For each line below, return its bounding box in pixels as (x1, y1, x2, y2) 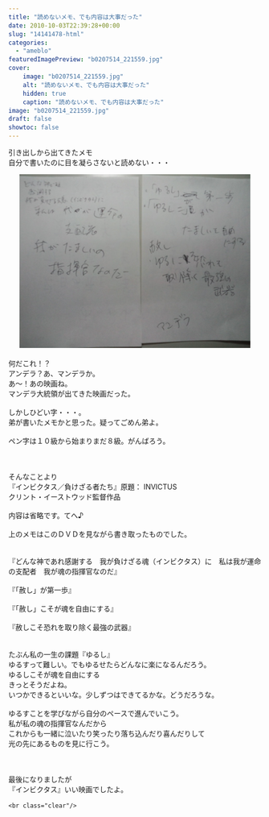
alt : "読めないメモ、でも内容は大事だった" (22, 81, 150, 89)
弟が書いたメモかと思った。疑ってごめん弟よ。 (8, 417, 163, 427)
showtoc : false (8, 123, 59, 132)
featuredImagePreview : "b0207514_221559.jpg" (8, 56, 163, 64)
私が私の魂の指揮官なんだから (8, 719, 107, 728)
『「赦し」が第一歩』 (8, 585, 75, 595)
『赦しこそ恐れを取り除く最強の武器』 (8, 623, 135, 632)
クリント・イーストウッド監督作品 (8, 492, 121, 501)
